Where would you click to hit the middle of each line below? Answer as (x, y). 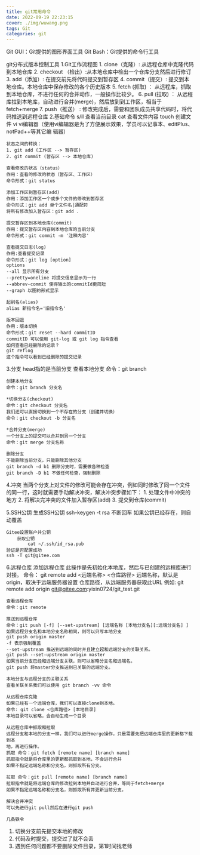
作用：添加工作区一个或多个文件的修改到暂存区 (55, 199)
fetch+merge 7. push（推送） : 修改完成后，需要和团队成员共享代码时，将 (96, 109)
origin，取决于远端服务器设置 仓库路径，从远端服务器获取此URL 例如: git (95, 582)
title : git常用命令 (29, 12)
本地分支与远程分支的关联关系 (37, 679)
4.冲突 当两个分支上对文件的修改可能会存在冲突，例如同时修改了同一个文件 (98, 485)
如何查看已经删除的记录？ (33, 346)
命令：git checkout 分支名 (37, 406)
